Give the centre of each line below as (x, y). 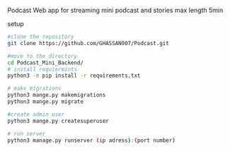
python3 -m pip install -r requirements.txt (74, 76)
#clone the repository (41, 37)
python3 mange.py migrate (45, 102)
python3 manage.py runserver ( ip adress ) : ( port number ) (91, 140)
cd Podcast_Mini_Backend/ (45, 63)
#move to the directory (42, 56)
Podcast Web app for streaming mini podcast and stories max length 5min (115, 10)
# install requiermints (42, 69)
